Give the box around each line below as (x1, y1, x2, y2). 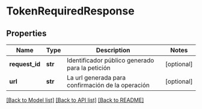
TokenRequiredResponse (6, 4, 135, 18)
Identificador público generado (67, 56, 155, 64)
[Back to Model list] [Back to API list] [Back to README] (6, 96, 144, 104)
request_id (9, 60, 41, 68)
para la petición (67, 64, 111, 72)
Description (96, 46, 130, 54)
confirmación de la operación (67, 81, 150, 89)
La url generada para (67, 73, 126, 82)
